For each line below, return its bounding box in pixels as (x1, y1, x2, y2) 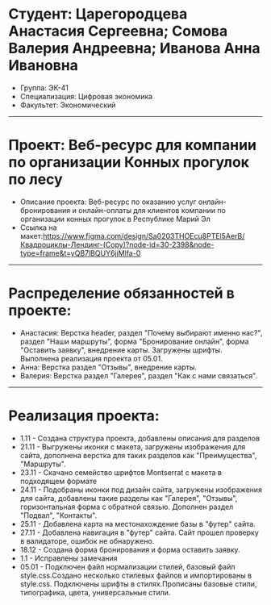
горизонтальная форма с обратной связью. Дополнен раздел (19, 502, 234, 511)
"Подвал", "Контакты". (19, 510, 98, 520)
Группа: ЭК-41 (19, 82, 69, 93)
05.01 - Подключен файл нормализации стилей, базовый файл (19, 561, 236, 571)
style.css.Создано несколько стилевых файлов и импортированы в (19, 570, 252, 580)
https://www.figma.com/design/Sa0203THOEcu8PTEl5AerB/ (43, 231, 245, 240)
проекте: (8, 302, 72, 319)
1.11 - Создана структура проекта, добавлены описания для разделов (19, 433, 261, 443)
